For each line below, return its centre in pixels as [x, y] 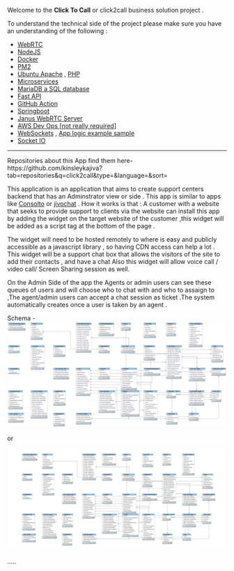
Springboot [33, 111]
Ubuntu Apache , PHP [49, 74]
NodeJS [29, 52]
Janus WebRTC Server [50, 118]
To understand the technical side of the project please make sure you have [115, 23]
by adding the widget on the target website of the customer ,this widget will [116, 218]
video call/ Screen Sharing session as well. [69, 269]
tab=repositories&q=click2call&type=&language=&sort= [88, 175]
